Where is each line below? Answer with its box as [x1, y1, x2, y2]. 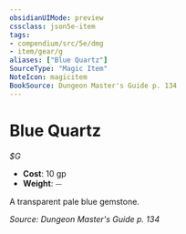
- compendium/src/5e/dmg [9, 38, 104, 48]
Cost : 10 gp [22, 168, 67, 178]
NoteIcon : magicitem [9, 73, 88, 82]
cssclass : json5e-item [9, 22, 96, 31]
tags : [9, 30, 30, 39]
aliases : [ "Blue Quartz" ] [9, 56, 108, 65]
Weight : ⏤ [22, 178, 62, 188]
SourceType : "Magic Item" [9, 65, 108, 74]
